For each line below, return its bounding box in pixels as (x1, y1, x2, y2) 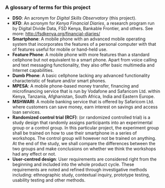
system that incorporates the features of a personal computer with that (12, 41, 157, 47)
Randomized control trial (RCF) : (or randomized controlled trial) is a (12, 115, 151, 121)
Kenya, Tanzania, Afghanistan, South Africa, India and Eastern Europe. (12, 94, 155, 99)
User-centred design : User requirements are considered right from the (12, 157, 157, 162)
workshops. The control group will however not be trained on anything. (12, 135, 157, 141)
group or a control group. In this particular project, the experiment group (12, 125, 159, 131)
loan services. (12, 109, 41, 115)
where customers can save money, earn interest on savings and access (12, 104, 158, 110)
